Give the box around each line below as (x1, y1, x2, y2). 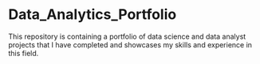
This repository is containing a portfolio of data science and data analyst (8, 32, 246, 41)
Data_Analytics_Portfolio (8, 6, 177, 24)
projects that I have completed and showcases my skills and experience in (8, 40, 253, 49)
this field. (8, 48, 39, 58)
